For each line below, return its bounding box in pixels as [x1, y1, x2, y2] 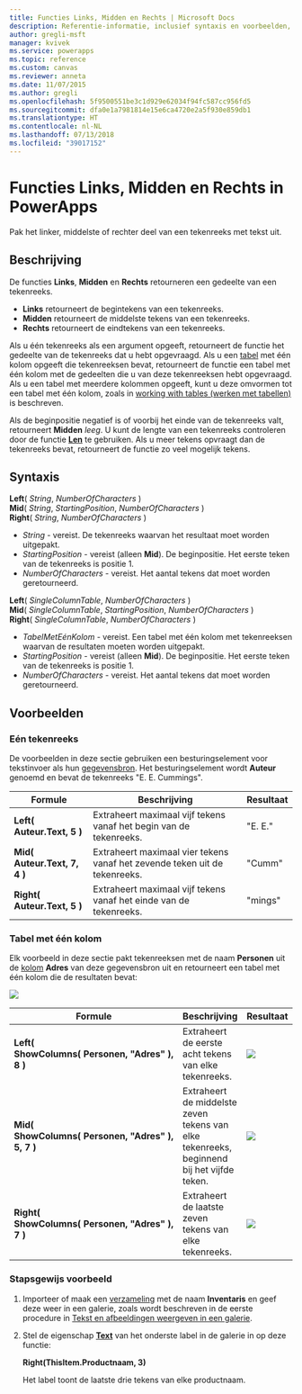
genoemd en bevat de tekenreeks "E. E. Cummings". [9, 772, 204, 783]
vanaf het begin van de [93, 820, 191, 832]
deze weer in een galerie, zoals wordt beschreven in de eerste [22, 1302, 253, 1314]
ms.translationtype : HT [9, 113, 99, 122]
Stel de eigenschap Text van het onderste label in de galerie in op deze [22, 1329, 287, 1341]
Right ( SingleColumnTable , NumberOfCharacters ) [9, 614, 196, 625]
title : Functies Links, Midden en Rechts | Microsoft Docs [9, 13, 235, 22]
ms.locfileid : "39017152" [9, 139, 106, 148]
